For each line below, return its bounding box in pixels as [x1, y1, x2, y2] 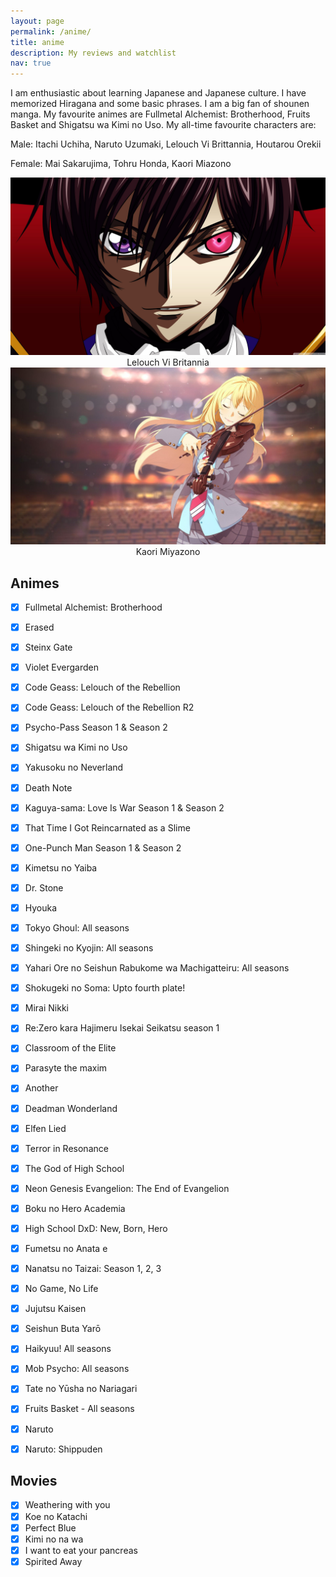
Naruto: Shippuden [24, 1443, 103, 1455]
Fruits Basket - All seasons [24, 1403, 135, 1415]
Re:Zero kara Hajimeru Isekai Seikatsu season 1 [24, 1022, 220, 1034]
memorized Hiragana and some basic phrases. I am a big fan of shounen [10, 98, 310, 110]
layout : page [10, 16, 65, 26]
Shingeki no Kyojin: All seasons [24, 942, 154, 954]
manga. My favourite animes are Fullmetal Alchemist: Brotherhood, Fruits [10, 108, 311, 120]
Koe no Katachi [24, 1510, 88, 1522]
